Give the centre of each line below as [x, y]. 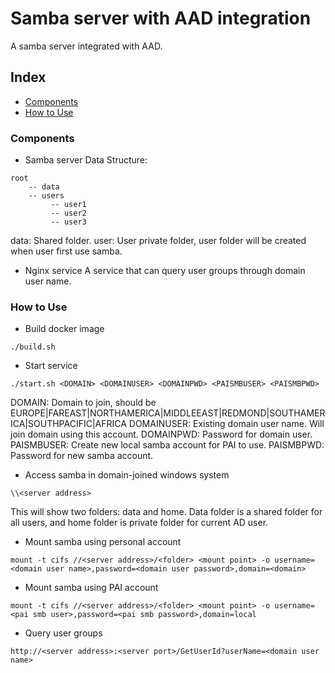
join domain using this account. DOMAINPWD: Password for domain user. [161, 434]
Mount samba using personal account [103, 542]
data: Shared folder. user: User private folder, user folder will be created [158, 241]
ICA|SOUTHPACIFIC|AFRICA [68, 424]
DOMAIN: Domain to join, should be [83, 403]
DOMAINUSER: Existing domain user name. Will [226, 424]
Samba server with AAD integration [161, 18]
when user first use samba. [66, 251]
